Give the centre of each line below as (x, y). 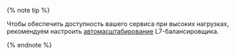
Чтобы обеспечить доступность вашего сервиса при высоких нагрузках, (118, 24)
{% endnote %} (29, 45)
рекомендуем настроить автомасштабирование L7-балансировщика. (113, 31)
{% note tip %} (28, 10)
